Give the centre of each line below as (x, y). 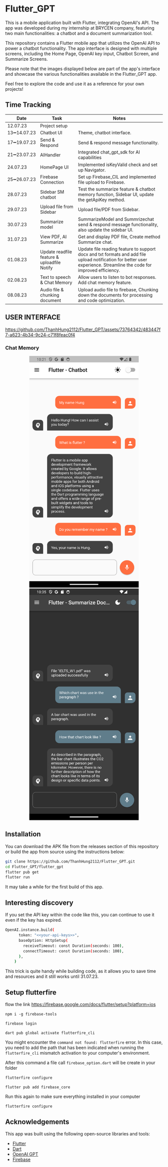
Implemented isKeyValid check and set (118, 164)
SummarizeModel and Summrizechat (116, 219)
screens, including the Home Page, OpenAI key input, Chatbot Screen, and (82, 54)
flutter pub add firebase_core (38, 1087)
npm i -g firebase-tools (31, 1014)
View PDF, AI (53, 237)
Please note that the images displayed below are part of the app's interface (82, 69)
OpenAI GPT (25, 1154)
